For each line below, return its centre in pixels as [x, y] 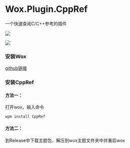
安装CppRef [20, 82]
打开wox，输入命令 [25, 107]
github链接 [16, 68]
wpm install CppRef [25, 117]
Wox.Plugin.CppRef [46, 9]
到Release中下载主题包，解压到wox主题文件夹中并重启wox [65, 140]
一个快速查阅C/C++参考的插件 [36, 23]
